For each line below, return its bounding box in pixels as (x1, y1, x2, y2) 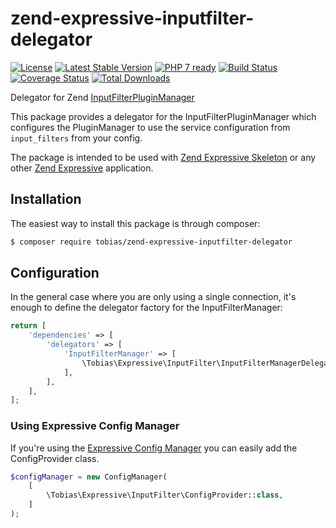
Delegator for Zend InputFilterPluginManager (10, 91, 195, 103)
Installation (10, 191, 82, 208)
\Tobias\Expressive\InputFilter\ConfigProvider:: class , (46, 490, 284, 501)
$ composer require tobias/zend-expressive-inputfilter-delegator (10, 237, 293, 247)
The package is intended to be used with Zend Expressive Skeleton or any (10, 151, 317, 163)
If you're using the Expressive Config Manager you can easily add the (10, 442, 298, 454)
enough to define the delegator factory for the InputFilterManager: (10, 302, 283, 314)
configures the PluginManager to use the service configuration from (10, 121, 291, 133)
